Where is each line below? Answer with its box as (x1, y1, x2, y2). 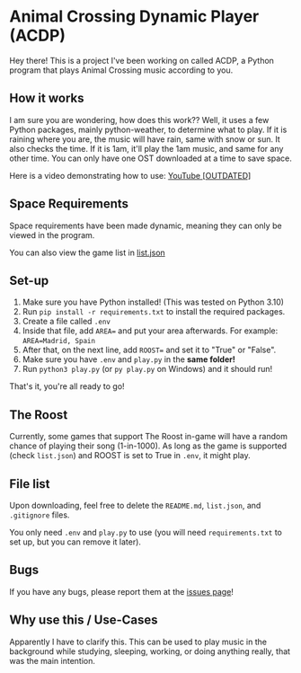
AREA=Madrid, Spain (22, 337, 96, 346)
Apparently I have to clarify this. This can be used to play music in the (9, 636, 268, 647)
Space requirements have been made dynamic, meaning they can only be (9, 220, 282, 231)
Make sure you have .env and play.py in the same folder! (22, 354, 235, 365)
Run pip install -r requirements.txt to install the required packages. (22, 306, 286, 317)
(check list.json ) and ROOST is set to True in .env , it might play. (9, 450, 251, 461)
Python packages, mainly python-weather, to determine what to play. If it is (9, 124, 288, 135)
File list (9, 476, 51, 491)
